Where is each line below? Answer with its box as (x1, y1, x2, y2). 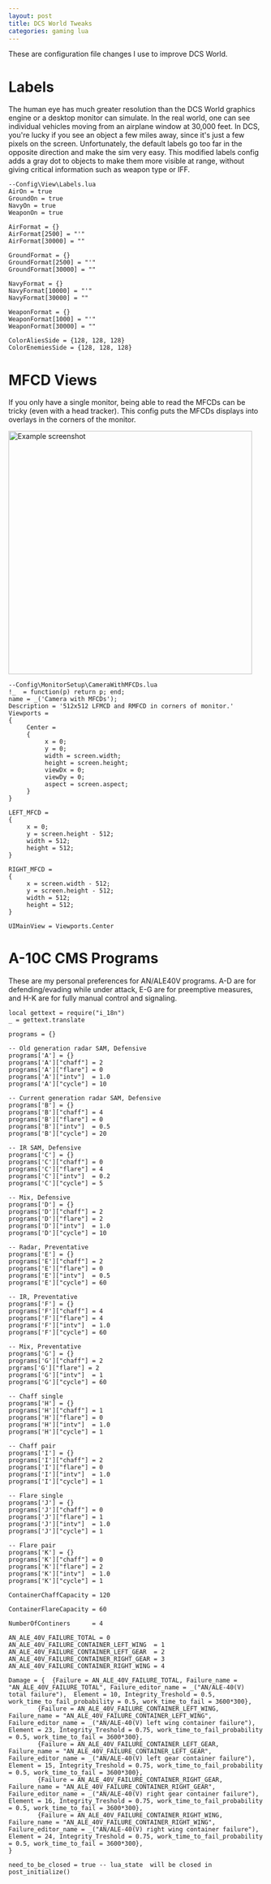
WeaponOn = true (8, 209, 63, 217)
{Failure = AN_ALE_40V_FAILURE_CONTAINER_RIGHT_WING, (37, 1811, 223, 1820)
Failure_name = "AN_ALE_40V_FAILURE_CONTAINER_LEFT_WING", (8, 1712, 213, 1720)
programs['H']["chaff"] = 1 (8, 1407, 104, 1415)
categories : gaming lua (8, 27, 89, 35)
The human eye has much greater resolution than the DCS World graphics (8, 105, 256, 114)
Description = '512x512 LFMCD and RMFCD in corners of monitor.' (8, 703, 234, 711)
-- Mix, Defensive (8, 1194, 71, 1202)
